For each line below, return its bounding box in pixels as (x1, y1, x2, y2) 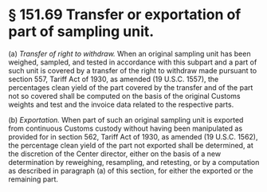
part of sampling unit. (8, 22, 155, 41)
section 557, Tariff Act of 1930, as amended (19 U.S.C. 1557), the (8, 74, 219, 84)
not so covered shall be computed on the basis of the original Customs (8, 91, 241, 100)
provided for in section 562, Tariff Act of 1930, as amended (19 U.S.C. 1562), (8, 131, 258, 141)
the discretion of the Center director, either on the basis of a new (8, 149, 222, 159)
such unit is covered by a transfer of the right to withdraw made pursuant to (8, 65, 257, 75)
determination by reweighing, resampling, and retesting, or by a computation (8, 157, 260, 167)
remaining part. (8, 174, 58, 184)
